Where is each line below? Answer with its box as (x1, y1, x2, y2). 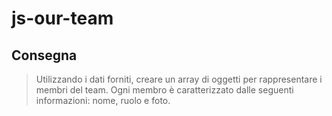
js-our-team (11, 7, 114, 30)
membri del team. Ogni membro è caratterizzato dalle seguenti (35, 84, 294, 96)
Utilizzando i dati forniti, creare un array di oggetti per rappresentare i (35, 73, 323, 85)
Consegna (11, 47, 78, 64)
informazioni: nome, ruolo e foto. (35, 95, 171, 106)
